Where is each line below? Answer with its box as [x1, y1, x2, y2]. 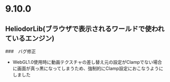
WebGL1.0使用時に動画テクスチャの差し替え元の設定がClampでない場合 [12, 59, 162, 65]
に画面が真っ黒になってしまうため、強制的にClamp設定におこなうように [12, 65, 163, 71]
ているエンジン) [5, 34, 55, 43]
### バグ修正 [5, 49, 36, 54]
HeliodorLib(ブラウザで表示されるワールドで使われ [5, 24, 165, 33]
